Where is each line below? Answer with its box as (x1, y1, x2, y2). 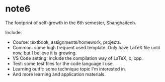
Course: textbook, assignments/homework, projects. (12, 39, 122, 45)
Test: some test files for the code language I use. (12, 60, 114, 66)
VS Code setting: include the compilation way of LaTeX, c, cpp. (12, 55, 143, 61)
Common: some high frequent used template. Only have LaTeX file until (12, 44, 160, 50)
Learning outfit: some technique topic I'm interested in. (12, 66, 127, 72)
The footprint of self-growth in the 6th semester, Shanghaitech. (5, 20, 137, 26)
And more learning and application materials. (12, 71, 106, 77)
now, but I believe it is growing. (12, 50, 77, 56)
